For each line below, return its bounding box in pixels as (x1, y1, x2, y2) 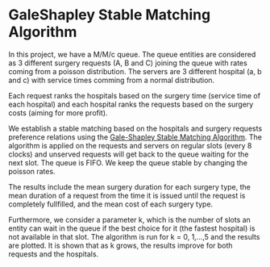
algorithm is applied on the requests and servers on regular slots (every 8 (8, 140, 252, 150)
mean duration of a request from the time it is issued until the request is (8, 190, 246, 200)
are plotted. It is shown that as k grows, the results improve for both (8, 240, 233, 250)
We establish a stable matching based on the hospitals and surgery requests (8, 123, 263, 133)
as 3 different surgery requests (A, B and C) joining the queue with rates (8, 58, 247, 68)
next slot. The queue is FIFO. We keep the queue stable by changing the (8, 157, 248, 167)
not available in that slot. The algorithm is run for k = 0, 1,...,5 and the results (8, 232, 260, 241)
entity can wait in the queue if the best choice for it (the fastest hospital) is (8, 223, 255, 233)
